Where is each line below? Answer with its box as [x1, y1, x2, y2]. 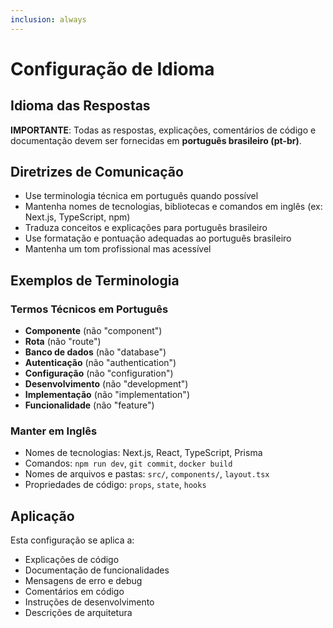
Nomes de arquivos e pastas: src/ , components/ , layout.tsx [24, 468, 270, 480]
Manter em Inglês [10, 424, 98, 438]
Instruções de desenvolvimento [24, 596, 155, 608]
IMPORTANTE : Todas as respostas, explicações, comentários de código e [10, 124, 317, 136]
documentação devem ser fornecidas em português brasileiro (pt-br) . [10, 134, 302, 146]
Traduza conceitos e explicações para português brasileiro [24, 222, 268, 234]
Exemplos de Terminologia [10, 272, 180, 289]
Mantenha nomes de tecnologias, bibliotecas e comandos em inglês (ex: [24, 201, 323, 213]
